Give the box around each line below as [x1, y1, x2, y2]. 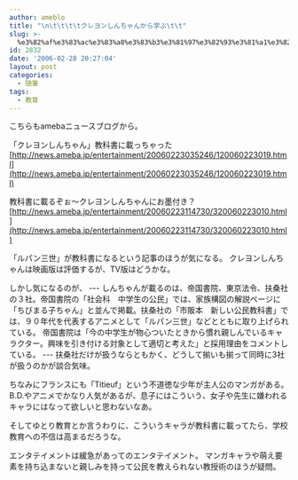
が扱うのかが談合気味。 [9, 360, 95, 371]
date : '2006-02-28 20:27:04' [9, 54, 117, 63]
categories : [9, 71, 53, 80]
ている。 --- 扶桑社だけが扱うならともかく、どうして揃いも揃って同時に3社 [9, 350, 286, 360]
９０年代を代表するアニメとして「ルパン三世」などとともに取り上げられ [24, 316, 289, 327]
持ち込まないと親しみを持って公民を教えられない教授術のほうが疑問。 [24, 461, 281, 472]
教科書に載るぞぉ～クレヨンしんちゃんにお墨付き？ [9, 196, 196, 207]
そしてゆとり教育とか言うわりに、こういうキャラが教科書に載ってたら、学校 [9, 421, 288, 431]
